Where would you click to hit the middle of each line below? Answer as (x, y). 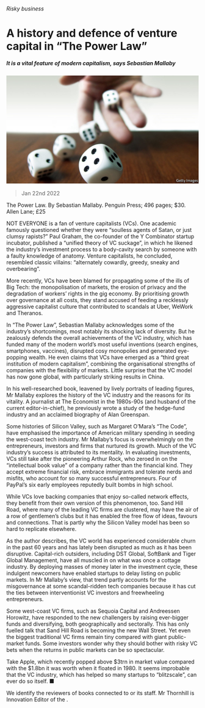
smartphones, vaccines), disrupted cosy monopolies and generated (92, 351)
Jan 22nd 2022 (41, 193)
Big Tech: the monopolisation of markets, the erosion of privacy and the (96, 287)
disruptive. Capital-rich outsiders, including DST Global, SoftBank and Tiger (101, 554)
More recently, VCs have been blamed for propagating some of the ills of (98, 281)
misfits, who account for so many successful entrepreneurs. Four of (92, 479)
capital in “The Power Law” (77, 46)
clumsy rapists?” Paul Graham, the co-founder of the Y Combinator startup (100, 237)
